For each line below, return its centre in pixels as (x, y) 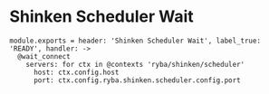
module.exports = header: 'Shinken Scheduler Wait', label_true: (135, 41)
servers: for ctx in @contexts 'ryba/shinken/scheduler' (135, 64)
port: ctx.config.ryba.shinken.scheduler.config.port (137, 80)
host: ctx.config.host (76, 72)
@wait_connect (44, 56)
